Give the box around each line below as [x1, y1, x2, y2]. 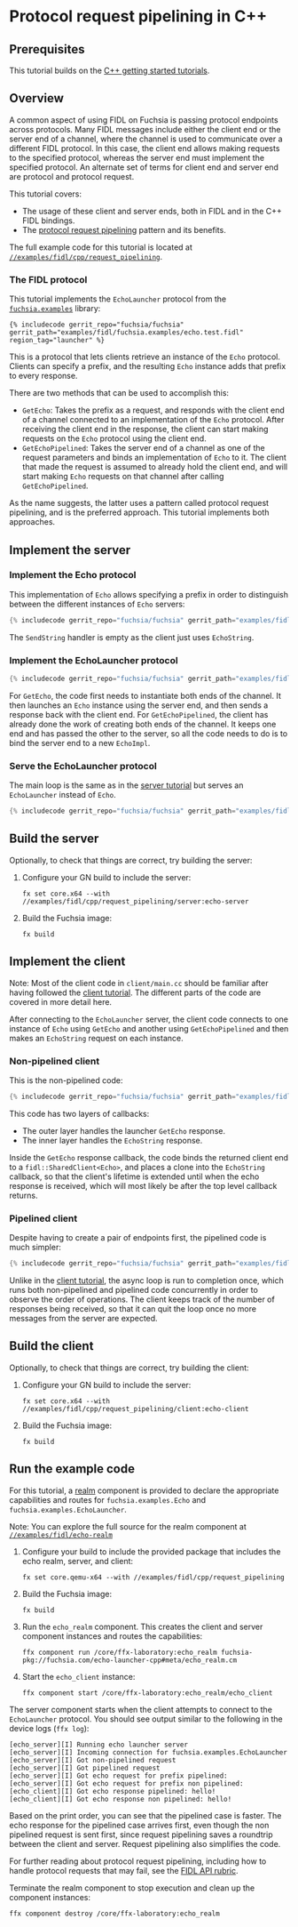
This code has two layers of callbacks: [9, 1108, 150, 1119]
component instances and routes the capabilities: [21, 1630, 203, 1642]
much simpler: [9, 1242, 62, 1253]
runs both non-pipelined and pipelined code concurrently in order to [9, 1284, 259, 1295]
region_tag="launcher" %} [9, 336, 105, 345]
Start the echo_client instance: [21, 1671, 136, 1682]
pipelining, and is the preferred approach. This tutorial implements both [9, 507, 270, 518]
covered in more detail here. [9, 996, 113, 1007]
